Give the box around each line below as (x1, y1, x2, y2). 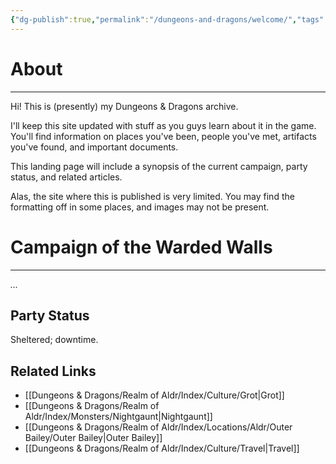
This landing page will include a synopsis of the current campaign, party (10, 160, 308, 172)
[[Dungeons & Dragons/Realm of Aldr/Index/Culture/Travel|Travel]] (24, 442, 300, 455)
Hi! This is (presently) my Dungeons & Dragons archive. (10, 100, 239, 112)
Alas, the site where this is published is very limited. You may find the (10, 190, 295, 202)
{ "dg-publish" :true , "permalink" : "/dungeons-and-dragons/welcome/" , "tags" (10, 14, 325, 25)
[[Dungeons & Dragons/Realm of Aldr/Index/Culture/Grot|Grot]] (24, 389, 285, 401)
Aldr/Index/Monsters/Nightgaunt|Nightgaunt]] (24, 411, 213, 423)
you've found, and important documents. (10, 141, 179, 153)
